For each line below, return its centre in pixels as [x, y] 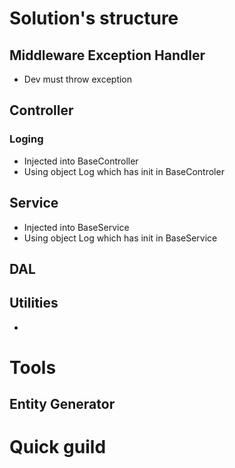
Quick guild [58, 447]
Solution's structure [94, 18]
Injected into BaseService [76, 227]
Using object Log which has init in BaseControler [124, 171]
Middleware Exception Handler [107, 55]
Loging [26, 139]
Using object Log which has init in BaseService [120, 238]
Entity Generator [62, 404]
